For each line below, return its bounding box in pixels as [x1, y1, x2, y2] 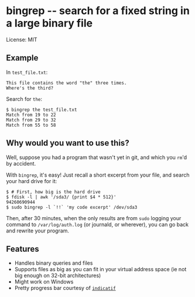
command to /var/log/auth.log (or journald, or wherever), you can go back [6, 221, 189, 228]
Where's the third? [6, 85, 54, 91]
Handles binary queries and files [14, 259, 93, 266]
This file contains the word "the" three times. [6, 80, 127, 86]
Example [6, 53, 39, 63]
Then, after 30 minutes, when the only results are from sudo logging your [6, 214, 182, 221]
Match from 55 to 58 [6, 122, 57, 128]
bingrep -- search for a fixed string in [6, 4, 190, 18]
